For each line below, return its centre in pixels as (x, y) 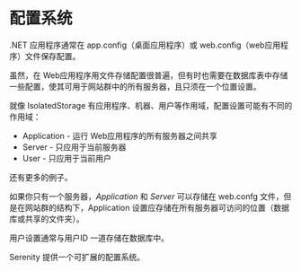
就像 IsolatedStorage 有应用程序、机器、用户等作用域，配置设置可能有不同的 (151, 105)
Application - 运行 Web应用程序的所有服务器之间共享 (120, 135)
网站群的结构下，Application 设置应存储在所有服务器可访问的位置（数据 (157, 207)
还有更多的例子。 (41, 177)
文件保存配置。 (53, 56)
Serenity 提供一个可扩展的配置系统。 (77, 257)
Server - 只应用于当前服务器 (74, 147)
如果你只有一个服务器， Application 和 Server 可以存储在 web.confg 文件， (147, 196)
